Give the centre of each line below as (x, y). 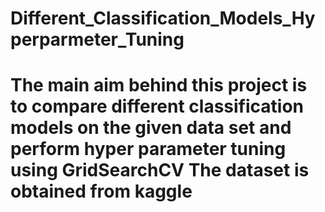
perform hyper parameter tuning (148, 149)
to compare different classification (157, 106)
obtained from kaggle (101, 191)
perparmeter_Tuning (97, 39)
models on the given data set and (151, 128)
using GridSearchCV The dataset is (160, 170)
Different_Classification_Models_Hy (163, 18)
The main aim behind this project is (159, 85)
